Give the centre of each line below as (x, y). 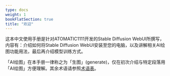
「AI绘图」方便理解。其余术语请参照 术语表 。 (52, 68)
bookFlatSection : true (29, 19)
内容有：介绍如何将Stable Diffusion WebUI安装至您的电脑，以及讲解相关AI (83, 45)
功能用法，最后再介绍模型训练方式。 (47, 51)
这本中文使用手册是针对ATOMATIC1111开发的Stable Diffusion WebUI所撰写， (85, 39)
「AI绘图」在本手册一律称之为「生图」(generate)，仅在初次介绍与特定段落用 (85, 62)
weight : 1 (16, 15)
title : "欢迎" (20, 24)
